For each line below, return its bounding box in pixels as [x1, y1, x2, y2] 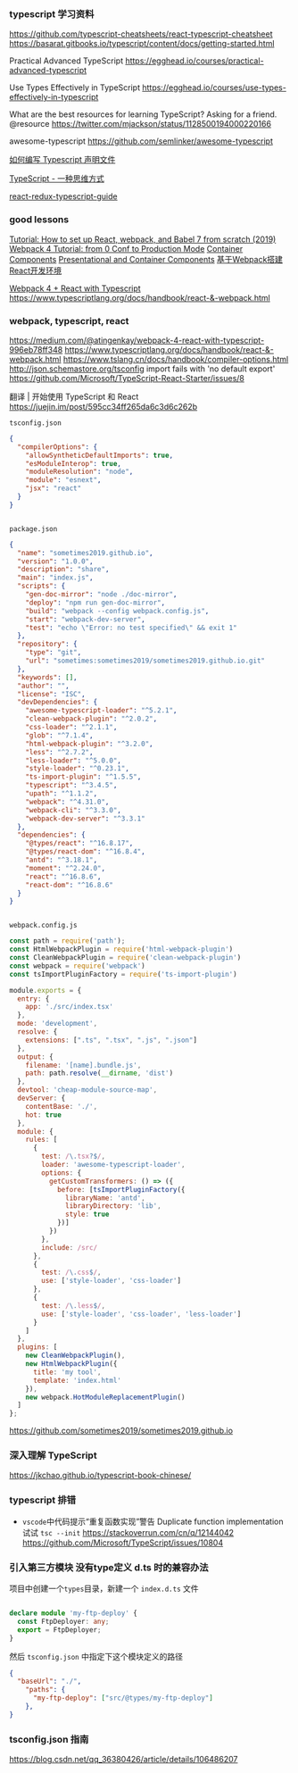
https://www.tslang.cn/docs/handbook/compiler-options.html [62, 354, 289, 364]
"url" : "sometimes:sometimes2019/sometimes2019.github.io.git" [25, 656, 266, 666]
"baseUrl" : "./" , [17, 1677, 82, 1686]
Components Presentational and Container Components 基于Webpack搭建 [9, 254, 284, 264]
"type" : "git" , [25, 648, 82, 657]
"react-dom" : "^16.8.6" [25, 880, 114, 889]
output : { [17, 1052, 54, 1061]
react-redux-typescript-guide [9, 191, 118, 202]
